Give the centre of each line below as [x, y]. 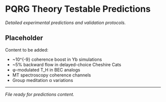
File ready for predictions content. [40, 94]
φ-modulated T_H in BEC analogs [46, 70]
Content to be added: [27, 50]
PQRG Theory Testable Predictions [78, 9]
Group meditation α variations [42, 80]
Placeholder [24, 38]
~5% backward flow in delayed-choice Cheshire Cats [67, 64]
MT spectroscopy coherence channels [52, 75]
